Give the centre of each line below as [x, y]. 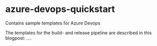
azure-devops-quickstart [60, 9]
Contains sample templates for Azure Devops [53, 23]
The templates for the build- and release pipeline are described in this [78, 32]
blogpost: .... [18, 38]
